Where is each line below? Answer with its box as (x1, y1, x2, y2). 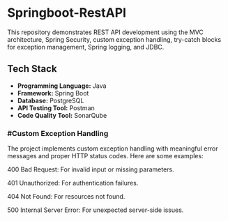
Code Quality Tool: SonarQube (17, 111, 107, 119)
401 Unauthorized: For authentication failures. (7, 179, 139, 188)
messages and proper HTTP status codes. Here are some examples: (7, 152, 204, 160)
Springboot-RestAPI (7, 5, 127, 21)
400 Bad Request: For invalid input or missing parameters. (7, 165, 174, 174)
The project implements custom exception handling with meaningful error (7, 144, 218, 153)
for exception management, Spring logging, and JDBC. (7, 43, 165, 51)
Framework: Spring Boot (17, 89, 89, 97)
